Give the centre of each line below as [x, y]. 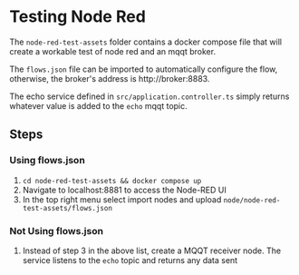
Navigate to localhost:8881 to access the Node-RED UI [124, 190]
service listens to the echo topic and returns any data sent [130, 260]
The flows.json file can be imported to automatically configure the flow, [144, 69]
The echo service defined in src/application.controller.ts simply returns [149, 96]
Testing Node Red [78, 17]
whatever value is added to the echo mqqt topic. [98, 105]
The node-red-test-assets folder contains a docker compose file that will [146, 42]
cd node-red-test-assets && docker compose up [112, 181]
